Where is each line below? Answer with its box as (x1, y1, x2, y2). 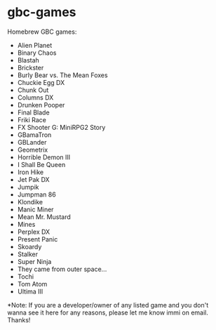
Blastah (17, 55, 40, 64)
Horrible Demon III (17, 152, 71, 161)
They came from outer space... (17, 265, 107, 273)
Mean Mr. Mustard (17, 212, 72, 221)
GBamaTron (17, 131, 52, 139)
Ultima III (17, 287, 43, 296)
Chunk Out (17, 86, 49, 94)
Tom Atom (17, 279, 48, 288)
